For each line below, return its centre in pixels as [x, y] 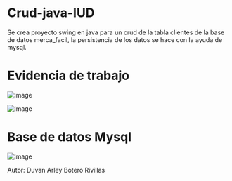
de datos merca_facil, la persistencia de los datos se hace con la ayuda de [115, 39]
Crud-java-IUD [51, 13]
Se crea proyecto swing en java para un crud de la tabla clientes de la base [116, 32]
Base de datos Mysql [70, 137]
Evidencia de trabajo [69, 76]
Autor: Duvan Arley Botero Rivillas [56, 170]
